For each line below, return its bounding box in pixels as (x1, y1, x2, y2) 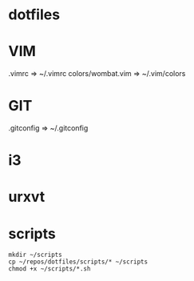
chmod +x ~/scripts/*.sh (8, 265, 91, 273)
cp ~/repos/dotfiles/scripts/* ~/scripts (8, 258, 148, 266)
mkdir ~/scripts (8, 251, 62, 259)
